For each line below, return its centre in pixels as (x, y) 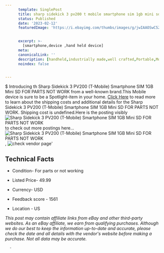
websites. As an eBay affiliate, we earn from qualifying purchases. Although (82, 223)
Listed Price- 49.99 (31, 180)
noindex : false (33, 64)
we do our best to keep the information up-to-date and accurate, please (78, 228)
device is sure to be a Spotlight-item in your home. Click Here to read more (80, 97)
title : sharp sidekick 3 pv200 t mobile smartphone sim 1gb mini (86, 14)
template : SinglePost (40, 10)
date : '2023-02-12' (38, 23)
